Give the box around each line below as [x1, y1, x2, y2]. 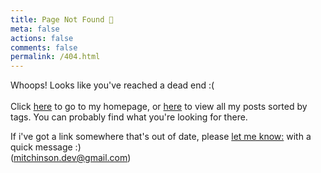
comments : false [10, 42, 78, 53]
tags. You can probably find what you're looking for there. [10, 111, 248, 123]
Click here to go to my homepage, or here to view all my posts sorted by [10, 101, 308, 113]
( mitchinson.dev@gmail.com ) [10, 152, 132, 164]
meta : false [10, 24, 60, 34]
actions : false [10, 33, 74, 43]
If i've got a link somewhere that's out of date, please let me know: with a [10, 131, 312, 143]
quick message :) [10, 141, 82, 153]
